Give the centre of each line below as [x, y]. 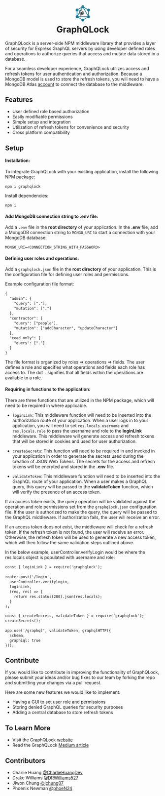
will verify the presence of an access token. [56, 492]
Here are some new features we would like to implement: [63, 692]
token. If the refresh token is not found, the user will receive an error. [75, 532]
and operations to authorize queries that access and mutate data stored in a [82, 53]
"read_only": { [25, 338]
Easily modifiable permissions [42, 117]
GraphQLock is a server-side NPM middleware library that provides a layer [81, 43]
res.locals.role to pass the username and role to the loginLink [77, 431]
